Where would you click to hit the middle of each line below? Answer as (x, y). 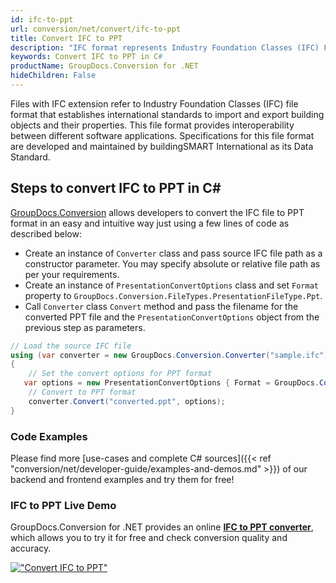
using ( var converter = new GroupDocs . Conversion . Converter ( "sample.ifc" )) (171, 355)
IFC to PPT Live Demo (63, 505)
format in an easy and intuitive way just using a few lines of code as (150, 223)
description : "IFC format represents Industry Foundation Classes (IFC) (165, 47)
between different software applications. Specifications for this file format (162, 135)
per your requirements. (72, 274)
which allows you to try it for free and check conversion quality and (149, 538)
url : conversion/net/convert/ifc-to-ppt (96, 29)
